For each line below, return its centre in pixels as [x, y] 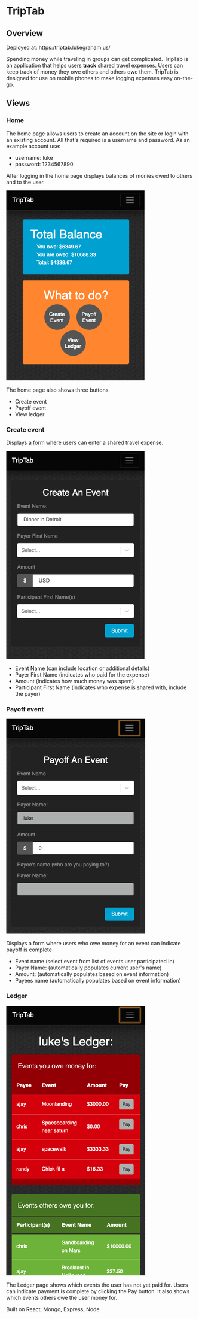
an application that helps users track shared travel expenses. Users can [95, 65]
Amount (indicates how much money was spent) [74, 681]
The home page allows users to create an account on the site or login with [97, 134]
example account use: [33, 146]
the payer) [27, 693]
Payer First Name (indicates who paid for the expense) [82, 674]
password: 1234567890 [44, 164]
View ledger [30, 414]
